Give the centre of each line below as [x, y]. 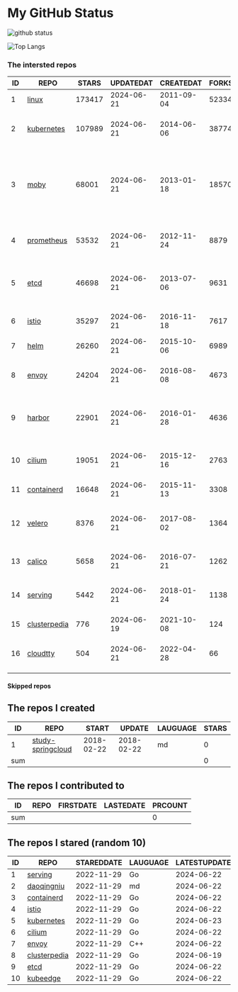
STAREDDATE [99, 863]
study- [44, 740]
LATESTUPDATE [204, 863]
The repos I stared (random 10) [77, 843]
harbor [38, 418]
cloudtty [41, 654]
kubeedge [44, 979]
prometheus [47, 240]
